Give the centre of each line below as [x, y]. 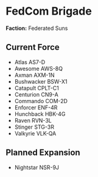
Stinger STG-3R [34, 127]
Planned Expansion [43, 153]
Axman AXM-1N [34, 75]
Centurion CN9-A [36, 94]
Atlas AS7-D [30, 62]
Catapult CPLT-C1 [37, 88]
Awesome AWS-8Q [39, 68]
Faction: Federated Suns [37, 28]
